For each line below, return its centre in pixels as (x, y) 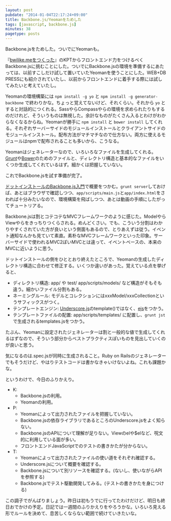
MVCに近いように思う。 (30, 248)
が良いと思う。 (21, 345)
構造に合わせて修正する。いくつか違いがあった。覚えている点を (90, 266)
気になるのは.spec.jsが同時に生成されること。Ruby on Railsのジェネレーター (86, 356)
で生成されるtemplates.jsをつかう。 (50, 321)
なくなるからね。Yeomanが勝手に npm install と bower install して (82, 122)
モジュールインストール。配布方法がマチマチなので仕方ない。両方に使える (83, 134)
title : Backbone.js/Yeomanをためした (43, 19)
